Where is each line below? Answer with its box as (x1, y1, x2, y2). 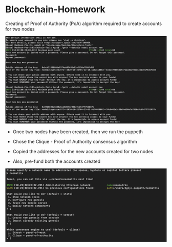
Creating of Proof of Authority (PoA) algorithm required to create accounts (5, 20, 162, 27)
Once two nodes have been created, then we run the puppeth (12, 129, 143, 135)
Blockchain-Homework (5, 4, 106, 15)
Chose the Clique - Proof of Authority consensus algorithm (12, 138, 137, 144)
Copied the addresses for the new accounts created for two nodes (12, 148, 154, 154)
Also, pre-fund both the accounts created (12, 158, 101, 164)
